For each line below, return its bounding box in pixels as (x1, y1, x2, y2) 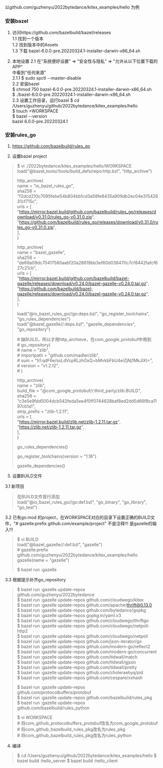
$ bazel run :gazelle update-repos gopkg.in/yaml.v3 (17, 612, 122, 618)
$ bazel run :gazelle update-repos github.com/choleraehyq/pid (17, 669, 144, 675)
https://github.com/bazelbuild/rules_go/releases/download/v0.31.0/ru (19, 219, 159, 225)
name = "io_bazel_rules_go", (17, 183, 74, 189)
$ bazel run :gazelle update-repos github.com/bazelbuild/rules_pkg (17, 694, 152, 700)
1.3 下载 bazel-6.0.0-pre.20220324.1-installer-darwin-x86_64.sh (12, 48, 141, 54)
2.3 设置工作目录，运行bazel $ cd (12, 97, 79, 104)
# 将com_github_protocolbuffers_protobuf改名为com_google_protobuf (17, 720, 158, 726)
